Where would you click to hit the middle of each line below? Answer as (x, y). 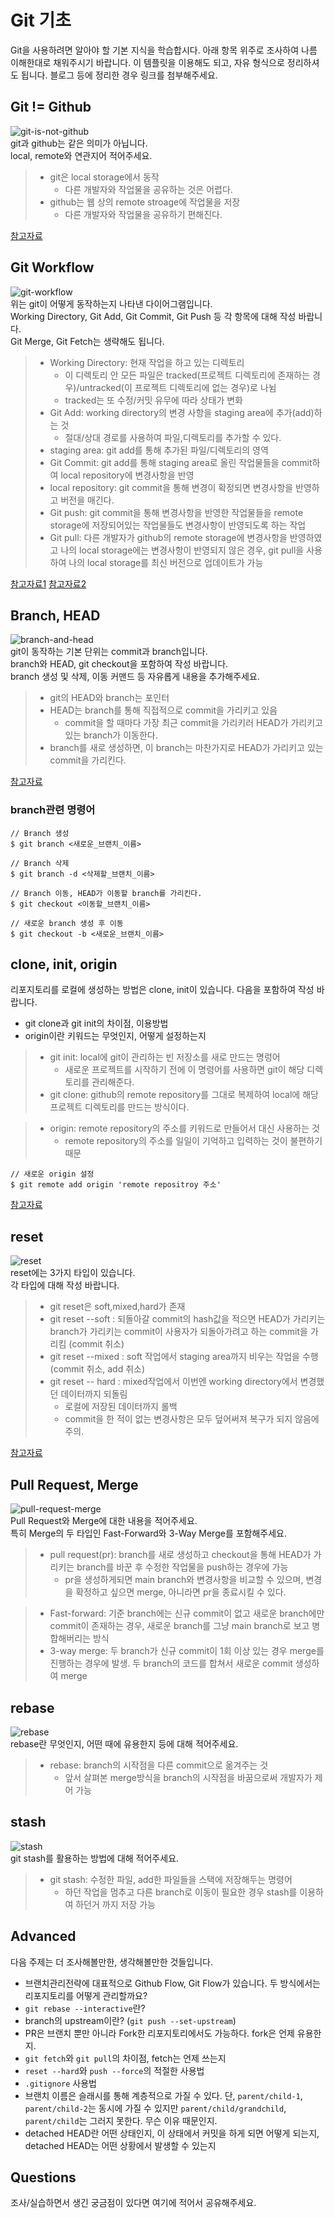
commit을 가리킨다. (88, 760)
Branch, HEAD (55, 615)
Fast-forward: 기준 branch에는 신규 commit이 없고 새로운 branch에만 (187, 1613)
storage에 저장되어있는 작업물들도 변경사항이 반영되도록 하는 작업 (178, 525)
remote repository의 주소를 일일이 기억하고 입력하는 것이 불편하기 (193, 1141)
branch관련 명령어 (53, 810)
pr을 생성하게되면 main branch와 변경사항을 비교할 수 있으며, (184, 1580)
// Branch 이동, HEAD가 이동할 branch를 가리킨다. (106, 893)
